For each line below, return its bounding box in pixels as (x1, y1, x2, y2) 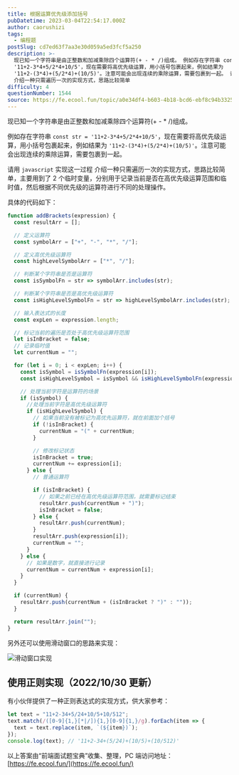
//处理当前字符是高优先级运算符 (26, 401, 107, 408)
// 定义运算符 (14, 232, 51, 239)
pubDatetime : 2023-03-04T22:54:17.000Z (7, 17, 126, 24)
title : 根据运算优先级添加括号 (7, 10, 88, 18)
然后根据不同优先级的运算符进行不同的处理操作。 (26, 183, 169, 191)
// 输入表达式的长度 (14, 309, 66, 317)
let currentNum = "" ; (14, 349, 78, 356)
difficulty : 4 (7, 83, 50, 90)
